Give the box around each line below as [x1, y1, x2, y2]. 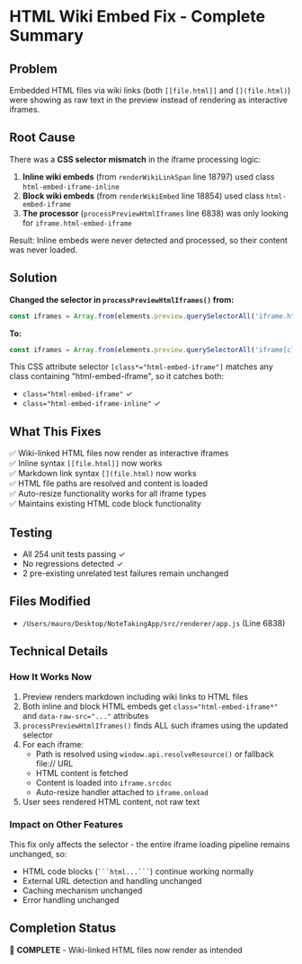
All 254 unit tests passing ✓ [22, 549, 126, 559]
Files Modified [9, 594, 92, 609]
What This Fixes [9, 424, 102, 439]
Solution [9, 270, 58, 286]
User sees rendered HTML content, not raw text [22, 796, 200, 807]
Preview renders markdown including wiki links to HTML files [22, 691, 249, 702]
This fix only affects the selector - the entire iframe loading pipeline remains [9, 838, 290, 850]
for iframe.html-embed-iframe [22, 217, 132, 228]
